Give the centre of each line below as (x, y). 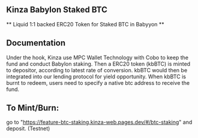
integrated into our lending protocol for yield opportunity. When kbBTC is (96, 76)
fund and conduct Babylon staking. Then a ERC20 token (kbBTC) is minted (98, 64)
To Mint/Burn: (33, 108)
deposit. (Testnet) (28, 128)
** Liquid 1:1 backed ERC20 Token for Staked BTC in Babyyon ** (85, 24)
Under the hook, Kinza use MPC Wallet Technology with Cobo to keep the (97, 57)
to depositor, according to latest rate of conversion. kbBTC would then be (97, 70)
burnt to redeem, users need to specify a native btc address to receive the (98, 82)
